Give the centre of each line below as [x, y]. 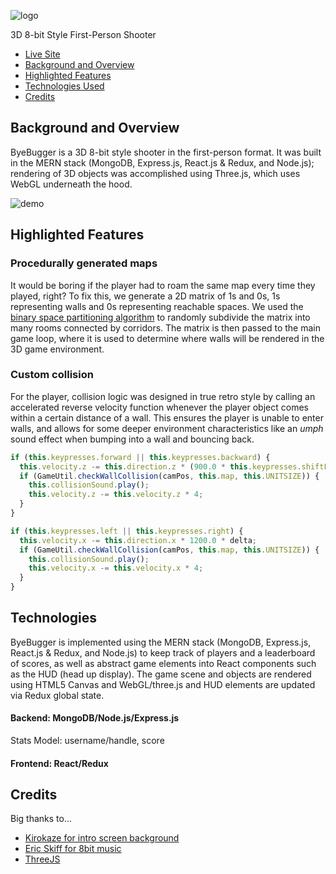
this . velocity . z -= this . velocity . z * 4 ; [116, 495]
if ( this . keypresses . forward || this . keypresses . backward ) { [140, 457]
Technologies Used [64, 86]
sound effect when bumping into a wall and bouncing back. [132, 439]
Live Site [42, 54]
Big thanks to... [41, 819]
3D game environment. [57, 349]
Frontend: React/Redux [59, 763]
